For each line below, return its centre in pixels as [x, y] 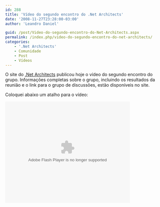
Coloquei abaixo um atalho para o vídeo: [47, 95]
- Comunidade [28, 51]
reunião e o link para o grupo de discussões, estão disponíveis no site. [78, 85]
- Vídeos [23, 60]
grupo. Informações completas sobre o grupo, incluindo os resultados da [80, 80]
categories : [17, 42]
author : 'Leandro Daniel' [32, 24]
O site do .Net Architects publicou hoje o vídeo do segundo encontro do [79, 75]
